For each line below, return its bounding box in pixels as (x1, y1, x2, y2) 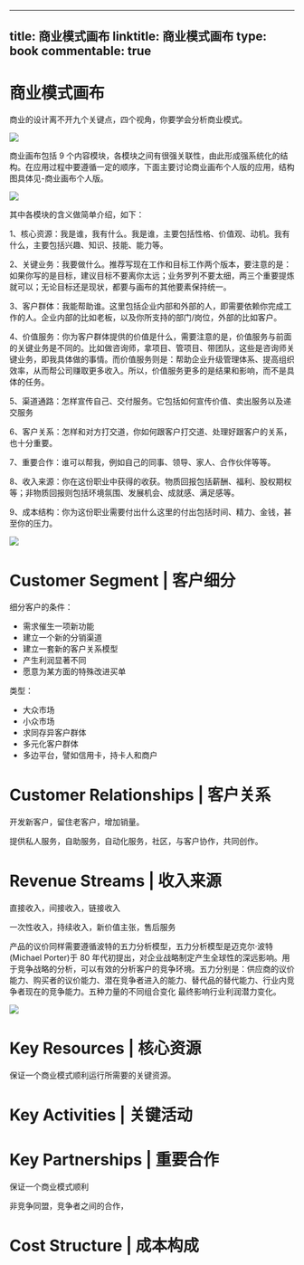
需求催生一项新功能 (22, 621, 95, 632)
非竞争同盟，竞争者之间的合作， (9, 1201, 128, 1212)
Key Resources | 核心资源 (9, 1038, 202, 1059)
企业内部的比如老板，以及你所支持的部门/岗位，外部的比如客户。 (40, 312, 282, 323)
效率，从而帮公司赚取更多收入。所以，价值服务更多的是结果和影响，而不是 (9, 366, 287, 376)
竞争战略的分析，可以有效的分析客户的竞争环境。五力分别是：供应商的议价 (16, 964, 295, 975)
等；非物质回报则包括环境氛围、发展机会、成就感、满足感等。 (9, 488, 240, 499)
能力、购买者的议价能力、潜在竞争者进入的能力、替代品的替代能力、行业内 (9, 975, 287, 986)
